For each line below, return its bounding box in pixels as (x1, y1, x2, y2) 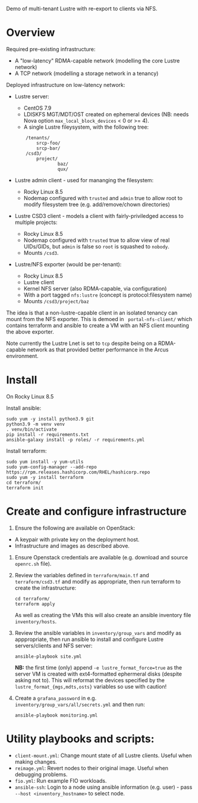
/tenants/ (26, 135, 50, 141)
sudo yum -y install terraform (6, 474, 84, 480)
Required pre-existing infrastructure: (6, 45, 96, 52)
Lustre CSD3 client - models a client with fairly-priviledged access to (14, 212, 184, 219)
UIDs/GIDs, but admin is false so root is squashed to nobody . (23, 242, 169, 250)
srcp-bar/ (36, 145, 61, 151)
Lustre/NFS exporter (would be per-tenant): (14, 260, 122, 267)
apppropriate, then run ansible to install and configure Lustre (14, 636, 164, 643)
